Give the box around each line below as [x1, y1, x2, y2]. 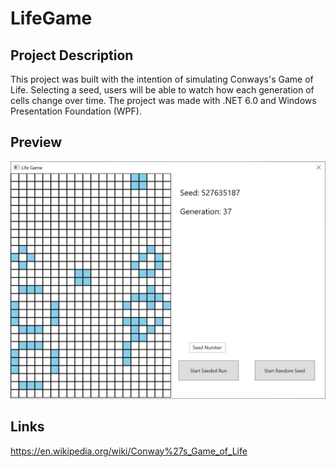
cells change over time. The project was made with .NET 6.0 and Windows [10, 95, 317, 106]
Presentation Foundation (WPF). [10, 105, 142, 117]
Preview [10, 134, 63, 151]
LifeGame [10, 7, 93, 30]
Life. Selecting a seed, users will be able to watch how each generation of [10, 84, 315, 96]
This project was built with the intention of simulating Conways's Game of [10, 73, 314, 85]
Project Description [10, 47, 134, 64]
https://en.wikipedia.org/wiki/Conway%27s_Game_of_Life [10, 445, 248, 457]
